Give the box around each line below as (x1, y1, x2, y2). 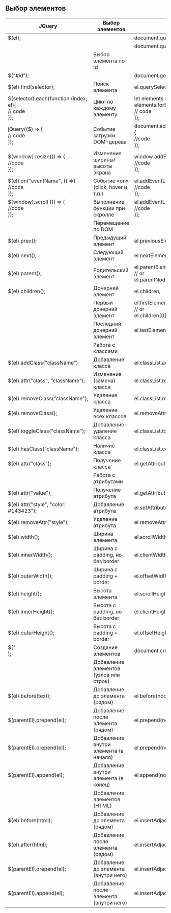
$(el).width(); (8, 533, 40, 540)
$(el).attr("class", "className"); (8, 377, 85, 384)
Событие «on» (93, 177, 129, 184)
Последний (93, 320, 121, 327)
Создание (93, 643, 118, 651)
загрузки (93, 132, 116, 139)
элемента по (93, 57, 125, 64)
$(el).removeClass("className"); (8, 395, 89, 402)
